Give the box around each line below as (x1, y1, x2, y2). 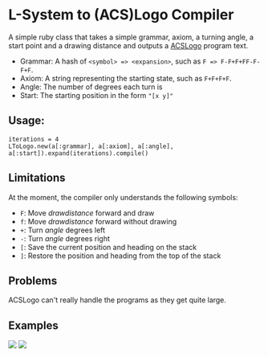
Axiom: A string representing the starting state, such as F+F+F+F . (19, 73, 232, 83)
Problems (8, 273, 58, 287)
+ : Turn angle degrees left (19, 225, 106, 235)
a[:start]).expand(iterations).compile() (8, 149, 149, 158)
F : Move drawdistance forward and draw (19, 207, 155, 218)
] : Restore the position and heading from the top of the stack (19, 251, 221, 261)
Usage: (8, 114, 46, 128)
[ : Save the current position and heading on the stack (19, 242, 197, 252)
